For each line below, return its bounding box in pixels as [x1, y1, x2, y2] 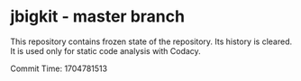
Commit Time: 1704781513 [10, 63, 107, 74]
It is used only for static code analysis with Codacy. [10, 45, 201, 56]
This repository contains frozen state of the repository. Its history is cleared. [10, 36, 292, 47]
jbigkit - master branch [10, 6, 186, 27]
